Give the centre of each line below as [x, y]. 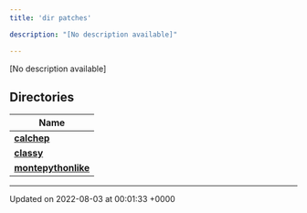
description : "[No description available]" [94, 34]
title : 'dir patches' [51, 18]
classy [29, 154]
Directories [42, 97]
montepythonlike [52, 168]
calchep [32, 138]
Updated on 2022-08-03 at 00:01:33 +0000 [92, 199]
